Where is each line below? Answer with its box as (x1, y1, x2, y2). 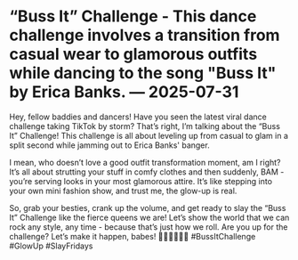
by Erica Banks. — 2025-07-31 (9, 82, 239, 102)
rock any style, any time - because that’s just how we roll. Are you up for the (9, 221, 288, 232)
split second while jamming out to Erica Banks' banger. (9, 140, 211, 150)
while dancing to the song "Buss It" (9, 63, 277, 84)
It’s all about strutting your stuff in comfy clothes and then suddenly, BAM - (9, 167, 285, 177)
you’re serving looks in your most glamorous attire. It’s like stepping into (9, 175, 273, 186)
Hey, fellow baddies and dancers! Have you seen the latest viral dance (9, 111, 267, 122)
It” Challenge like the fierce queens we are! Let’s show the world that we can (9, 212, 290, 223)
